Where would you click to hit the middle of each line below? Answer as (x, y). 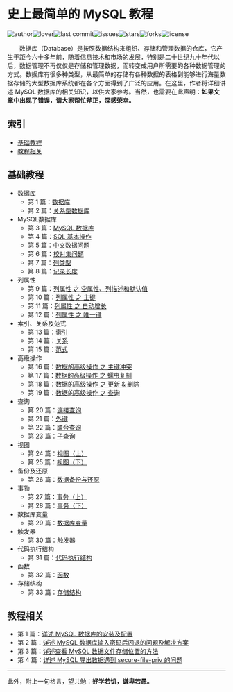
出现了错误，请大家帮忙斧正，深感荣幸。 (77, 100)
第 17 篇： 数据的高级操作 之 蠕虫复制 (79, 375)
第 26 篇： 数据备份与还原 (63, 479)
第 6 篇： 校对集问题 (56, 253)
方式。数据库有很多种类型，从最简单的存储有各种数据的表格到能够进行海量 (113, 74)
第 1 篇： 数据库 (49, 201)
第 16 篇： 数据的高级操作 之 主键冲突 (80, 366)
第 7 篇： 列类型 (49, 262)
